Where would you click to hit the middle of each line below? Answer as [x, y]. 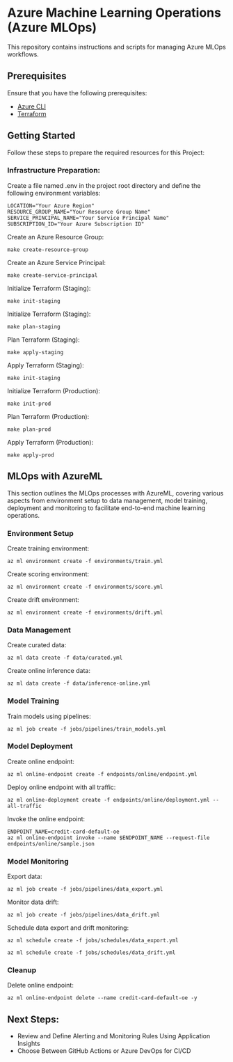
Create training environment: [48, 548]
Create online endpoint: [41, 761]
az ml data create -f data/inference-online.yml [79, 683]
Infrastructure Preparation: [54, 171]
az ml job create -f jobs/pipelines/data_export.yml [85, 889]
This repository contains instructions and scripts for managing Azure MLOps [116, 47]
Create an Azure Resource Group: [56, 237]
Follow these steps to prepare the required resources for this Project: [106, 152]
